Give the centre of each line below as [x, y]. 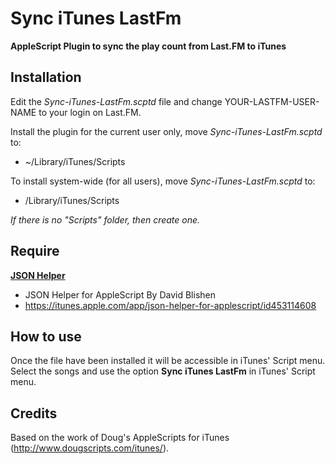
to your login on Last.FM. [90, 112]
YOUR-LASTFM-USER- [272, 101]
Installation [46, 77]
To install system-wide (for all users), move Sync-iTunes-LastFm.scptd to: [163, 181]
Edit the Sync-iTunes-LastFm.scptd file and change [116, 101]
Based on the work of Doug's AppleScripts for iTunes [120, 438]
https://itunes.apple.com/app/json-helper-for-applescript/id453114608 [170, 305]
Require [35, 251]
